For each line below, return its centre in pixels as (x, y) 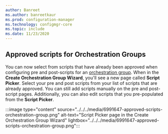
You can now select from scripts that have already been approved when (81, 66)
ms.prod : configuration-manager (40, 19)
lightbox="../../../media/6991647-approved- (114, 120)
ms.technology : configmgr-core (39, 24)
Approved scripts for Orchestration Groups (76, 54)
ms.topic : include (25, 29)
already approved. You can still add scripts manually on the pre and (77, 88)
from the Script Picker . (30, 99)
